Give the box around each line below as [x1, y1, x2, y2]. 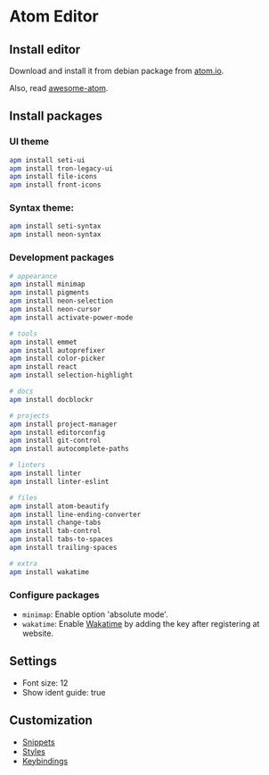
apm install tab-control [9, 527, 102, 536]
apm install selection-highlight [9, 371, 134, 380]
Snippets [21, 737, 55, 747]
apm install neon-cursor [9, 305, 102, 314]
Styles [21, 746, 46, 756]
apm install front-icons [9, 180, 102, 189]
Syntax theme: [9, 202, 74, 214]
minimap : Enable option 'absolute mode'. [21, 609, 168, 620]
